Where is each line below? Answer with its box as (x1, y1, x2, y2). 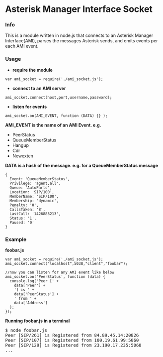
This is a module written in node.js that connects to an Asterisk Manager (5, 32, 154, 38)
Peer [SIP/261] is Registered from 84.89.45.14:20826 (5, 333, 139, 338)
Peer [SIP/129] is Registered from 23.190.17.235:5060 (5, 343, 142, 348)
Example (5, 236, 27, 242)
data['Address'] (14, 300, 48, 306)
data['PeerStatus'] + (14, 292, 59, 297)
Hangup (12, 142, 29, 148)
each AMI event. (5, 43, 39, 49)
